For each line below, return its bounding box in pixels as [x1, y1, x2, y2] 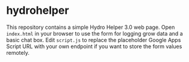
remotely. [6, 49, 30, 56]
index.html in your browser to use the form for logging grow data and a [6, 29, 183, 37]
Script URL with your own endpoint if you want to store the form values [6, 43, 182, 50]
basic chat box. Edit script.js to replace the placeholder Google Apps [6, 36, 181, 43]
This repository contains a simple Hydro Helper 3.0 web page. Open [6, 23, 175, 31]
